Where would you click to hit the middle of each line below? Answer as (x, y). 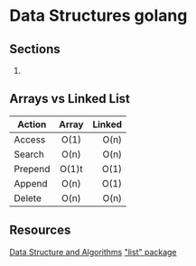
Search (29, 154)
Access (30, 139)
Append (31, 183)
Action (32, 124)
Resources (40, 230)
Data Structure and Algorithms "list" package (93, 252)
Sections (35, 49)
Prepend (32, 169)
